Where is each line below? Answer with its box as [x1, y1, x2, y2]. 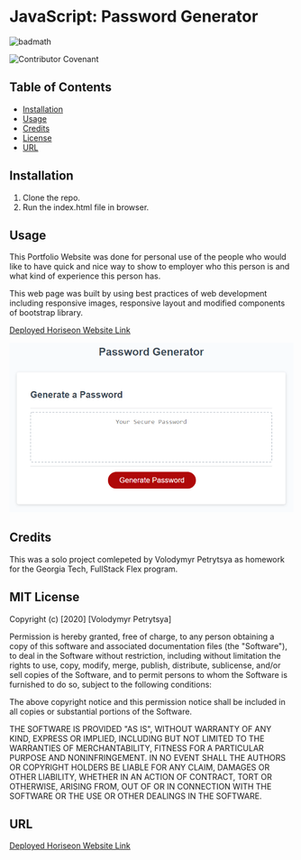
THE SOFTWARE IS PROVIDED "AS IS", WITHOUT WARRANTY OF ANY [9, 723, 272, 734]
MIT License [9, 590, 80, 605]
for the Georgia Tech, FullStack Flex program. [9, 563, 178, 574]
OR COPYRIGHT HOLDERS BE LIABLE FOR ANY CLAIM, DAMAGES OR [9, 762, 270, 773]
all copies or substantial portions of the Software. [9, 706, 192, 717]
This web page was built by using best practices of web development [9, 288, 268, 299]
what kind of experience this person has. [9, 270, 161, 281]
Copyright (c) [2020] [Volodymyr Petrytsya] [9, 613, 172, 624]
